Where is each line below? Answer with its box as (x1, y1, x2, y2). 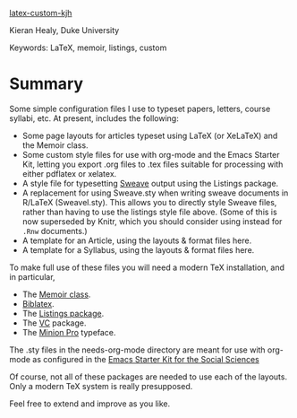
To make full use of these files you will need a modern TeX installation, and (9, 262, 284, 273)
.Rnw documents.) (21, 225, 88, 236)
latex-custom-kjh (9, 8, 72, 18)
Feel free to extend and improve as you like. (9, 398, 171, 409)
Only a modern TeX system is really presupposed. (9, 380, 193, 391)
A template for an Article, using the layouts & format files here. (21, 235, 252, 246)
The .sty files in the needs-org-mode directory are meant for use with (9, 344, 266, 355)
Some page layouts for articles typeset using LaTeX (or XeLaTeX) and (21, 130, 278, 141)
